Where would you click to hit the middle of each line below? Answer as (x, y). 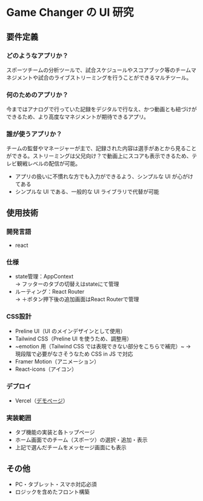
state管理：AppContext (44, 277)
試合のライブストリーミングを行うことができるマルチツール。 (115, 77)
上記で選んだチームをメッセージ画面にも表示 (71, 447)
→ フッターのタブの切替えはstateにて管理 (67, 284)
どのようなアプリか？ (37, 55)
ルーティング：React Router (50, 292)
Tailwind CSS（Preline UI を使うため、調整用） (73, 339)
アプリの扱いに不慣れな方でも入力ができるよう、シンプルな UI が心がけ (104, 176)
